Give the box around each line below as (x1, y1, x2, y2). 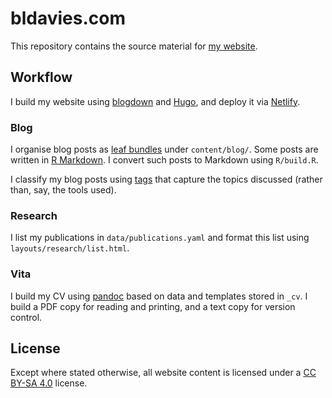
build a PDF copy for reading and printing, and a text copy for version (10, 300, 296, 312)
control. (10, 311, 43, 323)
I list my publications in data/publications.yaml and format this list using (10, 232, 310, 244)
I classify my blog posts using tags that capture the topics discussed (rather (10, 173, 323, 186)
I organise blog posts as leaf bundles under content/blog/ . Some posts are (10, 143, 319, 156)
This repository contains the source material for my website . (10, 40, 258, 52)
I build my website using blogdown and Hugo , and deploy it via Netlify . (10, 95, 301, 107)
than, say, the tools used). (10, 184, 117, 196)
